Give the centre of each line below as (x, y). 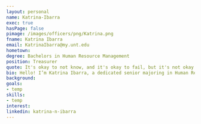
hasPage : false (25, 28)
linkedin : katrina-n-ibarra (41, 111)
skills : (16, 95)
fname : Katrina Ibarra (34, 39)
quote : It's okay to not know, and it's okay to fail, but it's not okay (100, 67)
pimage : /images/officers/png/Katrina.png (60, 34)
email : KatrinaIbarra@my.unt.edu (48, 45)
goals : (14, 84)
